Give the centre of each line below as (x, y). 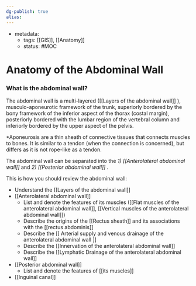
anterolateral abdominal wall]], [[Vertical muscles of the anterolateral (106, 208)
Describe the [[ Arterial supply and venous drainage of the (93, 233)
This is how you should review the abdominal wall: (67, 178)
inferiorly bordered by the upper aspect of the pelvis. (70, 125)
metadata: (27, 33)
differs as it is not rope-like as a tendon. (54, 149)
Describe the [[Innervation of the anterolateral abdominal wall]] (99, 246)
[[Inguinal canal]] (35, 277)
